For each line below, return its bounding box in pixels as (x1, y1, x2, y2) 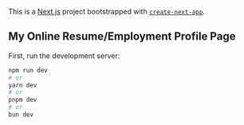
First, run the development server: (8, 51, 120, 61)
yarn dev (8, 81, 37, 89)
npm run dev (8, 66, 48, 74)
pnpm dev (8, 96, 37, 104)
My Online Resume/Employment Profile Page (8, 29, 236, 43)
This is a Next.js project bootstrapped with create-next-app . (8, 7, 206, 16)
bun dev (8, 111, 34, 119)
